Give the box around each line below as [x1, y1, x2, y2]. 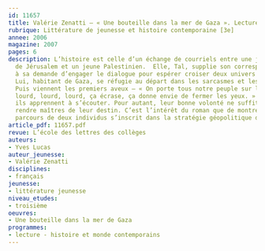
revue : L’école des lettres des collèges [8, 128, 147, 136]
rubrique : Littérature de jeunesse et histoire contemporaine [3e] [8, 26, 235, 34]
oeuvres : [8, 209, 37, 217]
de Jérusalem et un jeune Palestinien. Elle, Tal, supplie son [15, 63, 231, 71]
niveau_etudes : [8, 194, 58, 202]
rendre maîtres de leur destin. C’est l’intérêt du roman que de [15, 107, 235, 115]
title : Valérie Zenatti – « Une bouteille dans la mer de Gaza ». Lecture [8, 19, 259, 27]
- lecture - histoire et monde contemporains [8, 231, 160, 239]
